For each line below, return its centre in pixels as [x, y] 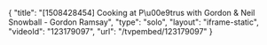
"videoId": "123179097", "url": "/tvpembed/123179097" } [111, 31]
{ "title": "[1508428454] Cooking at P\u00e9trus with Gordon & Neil [132, 13]
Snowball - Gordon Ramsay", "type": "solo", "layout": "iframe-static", [133, 22]
